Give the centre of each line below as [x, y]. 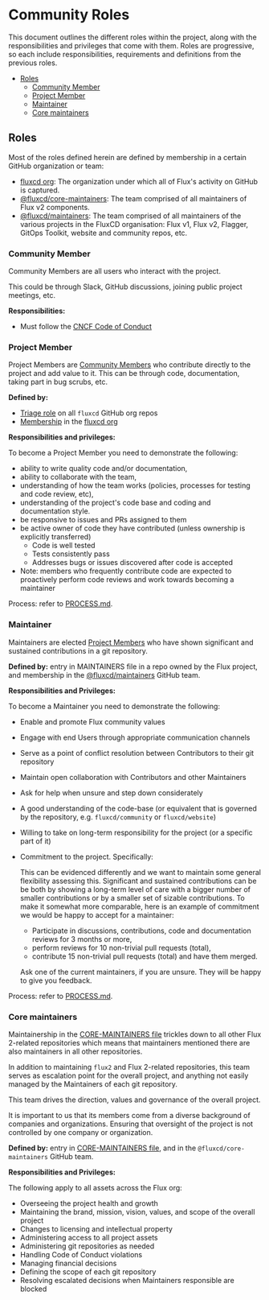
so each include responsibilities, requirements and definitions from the [125, 54]
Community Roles [69, 15]
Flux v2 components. [55, 207]
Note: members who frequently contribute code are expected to [126, 571]
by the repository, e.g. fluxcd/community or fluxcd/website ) [118, 817]
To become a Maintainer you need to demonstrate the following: [114, 706]
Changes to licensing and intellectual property [96, 1228]
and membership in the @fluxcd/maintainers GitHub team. [104, 675]
